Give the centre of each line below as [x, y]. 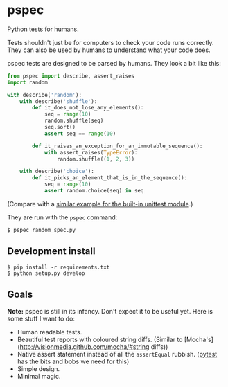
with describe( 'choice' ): [57, 172]
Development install [51, 251]
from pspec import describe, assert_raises [71, 76]
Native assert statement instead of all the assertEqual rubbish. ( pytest [117, 354]
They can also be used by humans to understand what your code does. [109, 50]
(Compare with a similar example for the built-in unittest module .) [100, 204]
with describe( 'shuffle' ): [59, 101]
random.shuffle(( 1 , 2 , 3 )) [96, 159]
